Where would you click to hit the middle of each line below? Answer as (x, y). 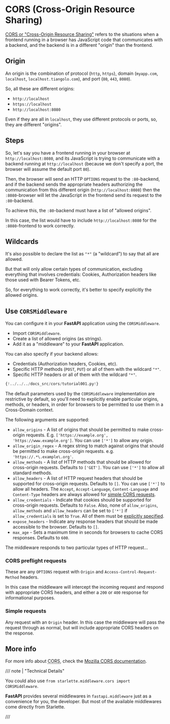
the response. (20, 633)
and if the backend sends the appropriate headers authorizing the (74, 184)
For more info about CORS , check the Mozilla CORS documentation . (76, 661)
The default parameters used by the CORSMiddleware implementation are (80, 394)
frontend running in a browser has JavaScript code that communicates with (84, 40)
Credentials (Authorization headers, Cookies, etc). (65, 364)
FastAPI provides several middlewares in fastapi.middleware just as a (78, 696)
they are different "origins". (33, 124)
